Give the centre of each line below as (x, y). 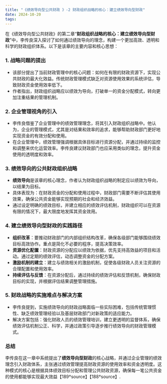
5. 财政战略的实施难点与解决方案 (44, 295)
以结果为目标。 (28, 187)
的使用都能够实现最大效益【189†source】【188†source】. (63, 377)
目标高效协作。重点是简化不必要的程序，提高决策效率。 (69, 244)
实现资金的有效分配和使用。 (41, 136)
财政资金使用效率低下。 (41, 85)
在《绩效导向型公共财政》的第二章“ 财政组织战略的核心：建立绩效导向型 (78, 34)
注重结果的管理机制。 (39, 97)
